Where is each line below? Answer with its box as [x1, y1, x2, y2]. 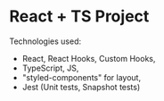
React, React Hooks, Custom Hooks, [21, 53, 156, 63]
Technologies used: [9, 36, 82, 46]
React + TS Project [9, 6, 150, 27]
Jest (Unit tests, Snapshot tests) [21, 81, 141, 92]
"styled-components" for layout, [21, 72, 141, 82]
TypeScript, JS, [21, 63, 79, 73]
